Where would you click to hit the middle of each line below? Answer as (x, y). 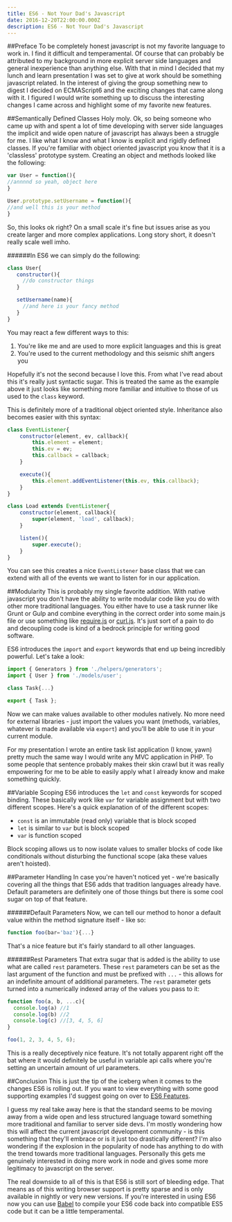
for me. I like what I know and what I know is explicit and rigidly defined (109, 141)
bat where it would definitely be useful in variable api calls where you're (110, 1060)
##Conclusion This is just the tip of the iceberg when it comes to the (105, 1081)
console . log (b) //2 (42, 1014)
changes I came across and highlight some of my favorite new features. (109, 105)
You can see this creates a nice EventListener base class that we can (106, 571)
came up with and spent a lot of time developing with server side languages (115, 126)
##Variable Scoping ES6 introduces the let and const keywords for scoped (115, 792)
